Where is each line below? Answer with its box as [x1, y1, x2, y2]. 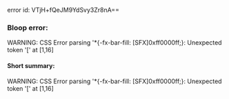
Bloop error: [7, 23, 48, 32]
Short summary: [7, 61, 55, 69]
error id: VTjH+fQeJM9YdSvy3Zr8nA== [7, 6, 119, 14]
